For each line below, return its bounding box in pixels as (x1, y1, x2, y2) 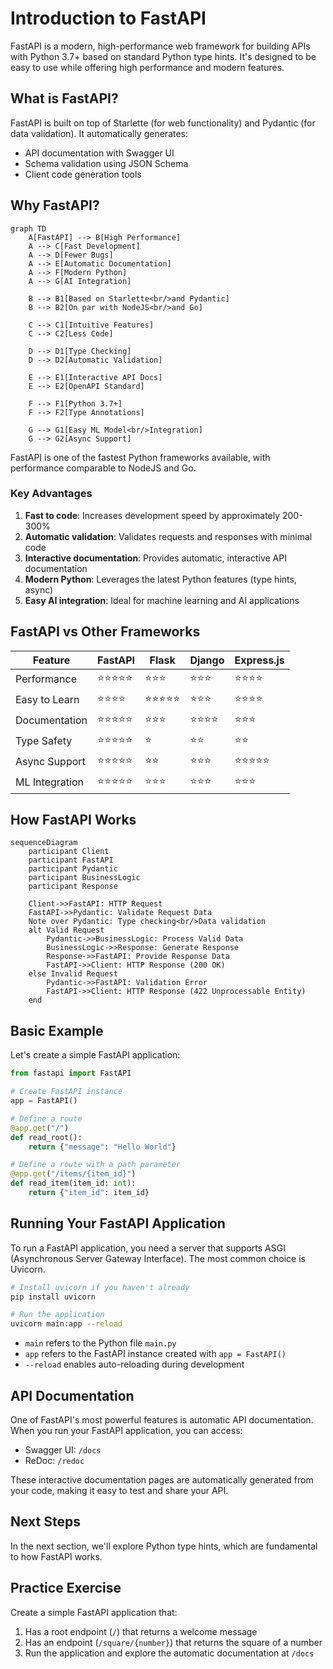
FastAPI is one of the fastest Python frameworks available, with (10, 451, 271, 463)
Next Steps (10, 1513, 81, 1531)
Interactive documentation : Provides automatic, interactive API (24, 552, 287, 564)
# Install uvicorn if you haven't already (10, 1282, 190, 1292)
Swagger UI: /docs (24, 1444, 102, 1456)
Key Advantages (10, 487, 93, 501)
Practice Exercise (10, 1580, 122, 1597)
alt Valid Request (28, 925, 105, 936)
